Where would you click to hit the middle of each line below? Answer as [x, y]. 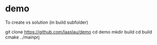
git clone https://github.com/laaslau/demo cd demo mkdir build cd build [79, 32]
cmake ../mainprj [22, 37]
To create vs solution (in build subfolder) [47, 22]
